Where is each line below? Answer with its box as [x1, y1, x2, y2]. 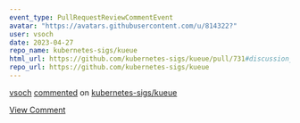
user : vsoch [9, 29, 54, 38]
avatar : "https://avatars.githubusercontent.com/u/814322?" [9, 21, 238, 30]
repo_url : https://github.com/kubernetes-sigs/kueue [9, 63, 210, 72]
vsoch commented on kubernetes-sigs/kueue [9, 86, 178, 98]
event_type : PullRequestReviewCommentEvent [9, 12, 174, 22]
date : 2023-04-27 [9, 37, 74, 47]
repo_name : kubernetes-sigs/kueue [9, 46, 138, 55]
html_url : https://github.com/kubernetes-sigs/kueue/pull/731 [9, 54, 246, 63]
